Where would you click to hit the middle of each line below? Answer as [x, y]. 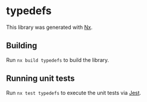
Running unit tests [40, 79]
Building [22, 46]
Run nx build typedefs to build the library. [58, 60]
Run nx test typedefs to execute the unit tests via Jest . [74, 93]
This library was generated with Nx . [49, 27]
